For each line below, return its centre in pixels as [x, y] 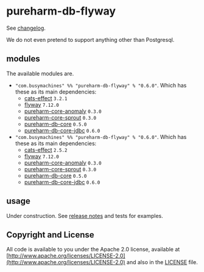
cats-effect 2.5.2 [46, 149]
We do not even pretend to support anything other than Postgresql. [90, 39]
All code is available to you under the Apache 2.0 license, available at [93, 250]
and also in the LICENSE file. [162, 262]
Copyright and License [50, 235]
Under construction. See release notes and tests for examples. [85, 216]
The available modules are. [40, 73]
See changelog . [26, 28]
